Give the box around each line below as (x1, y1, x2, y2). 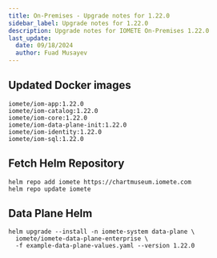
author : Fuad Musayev (15, 49, 88, 57)
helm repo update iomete (8, 185, 91, 193)
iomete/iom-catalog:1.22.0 (8, 107, 98, 115)
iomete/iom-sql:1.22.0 (8, 135, 84, 143)
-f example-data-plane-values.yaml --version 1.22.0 (15, 242, 195, 250)
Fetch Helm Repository (8, 157, 125, 171)
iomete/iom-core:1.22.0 (8, 114, 88, 122)
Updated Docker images (8, 79, 131, 92)
